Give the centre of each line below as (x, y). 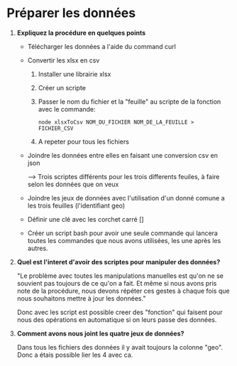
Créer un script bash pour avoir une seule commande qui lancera (122, 233)
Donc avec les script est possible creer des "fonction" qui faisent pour (120, 312)
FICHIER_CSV (56, 128)
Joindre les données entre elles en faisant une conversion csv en (122, 155)
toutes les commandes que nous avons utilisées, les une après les (124, 240)
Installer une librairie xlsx (75, 74)
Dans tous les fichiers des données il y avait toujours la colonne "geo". (120, 347)
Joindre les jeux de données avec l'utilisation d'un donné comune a (126, 198)
